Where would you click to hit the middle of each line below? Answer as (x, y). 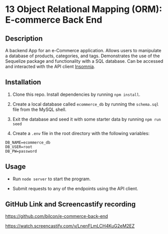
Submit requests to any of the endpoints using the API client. (75, 188)
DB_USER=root (19, 147)
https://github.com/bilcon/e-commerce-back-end (57, 216)
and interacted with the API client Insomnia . (50, 67)
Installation (23, 82)
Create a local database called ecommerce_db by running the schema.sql (86, 104)
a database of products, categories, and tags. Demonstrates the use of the (82, 56)
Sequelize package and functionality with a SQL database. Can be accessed (84, 61)
